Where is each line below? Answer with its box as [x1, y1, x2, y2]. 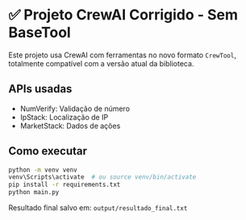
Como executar [8, 144, 87, 159]
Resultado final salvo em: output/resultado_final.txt [8, 203, 188, 213]
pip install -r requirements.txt [8, 180, 121, 189]
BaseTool [8, 23, 71, 42]
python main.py [8, 188, 60, 197]
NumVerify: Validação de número [19, 104, 131, 113]
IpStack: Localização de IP [19, 112, 109, 122]
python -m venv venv [8, 166, 78, 174]
